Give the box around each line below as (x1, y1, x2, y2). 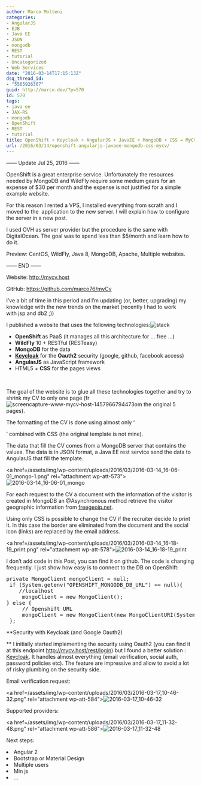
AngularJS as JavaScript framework (14, 358, 105, 365)
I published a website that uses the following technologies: (6, 321, 151, 328)
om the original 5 (134, 400, 176, 408)
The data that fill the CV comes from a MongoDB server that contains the (6, 442, 187, 449)
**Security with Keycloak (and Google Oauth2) (6, 628, 123, 636)
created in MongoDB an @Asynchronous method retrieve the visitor (6, 497, 173, 504)
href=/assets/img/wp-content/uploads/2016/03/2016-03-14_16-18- (14, 539, 179, 547)
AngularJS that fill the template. (6, 454, 84, 462)
